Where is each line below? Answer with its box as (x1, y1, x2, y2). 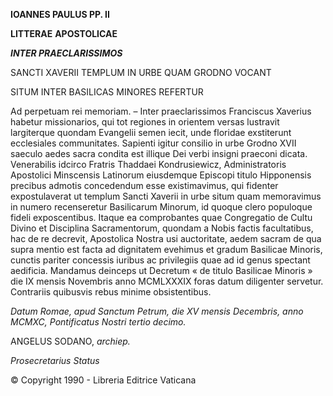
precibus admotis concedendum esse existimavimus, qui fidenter (10, 180, 279, 191)
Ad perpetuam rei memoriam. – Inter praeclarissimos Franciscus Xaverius (10, 105, 312, 117)
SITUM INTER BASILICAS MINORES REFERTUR (10, 86, 204, 98)
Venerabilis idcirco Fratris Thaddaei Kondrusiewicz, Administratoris (10, 159, 287, 170)
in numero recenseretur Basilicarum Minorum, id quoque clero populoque (10, 201, 313, 213)
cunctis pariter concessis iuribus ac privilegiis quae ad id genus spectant (10, 254, 311, 266)
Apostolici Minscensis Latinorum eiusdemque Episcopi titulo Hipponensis (10, 169, 312, 181)
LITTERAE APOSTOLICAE (10, 28, 118, 39)
